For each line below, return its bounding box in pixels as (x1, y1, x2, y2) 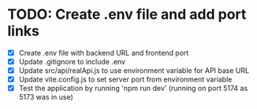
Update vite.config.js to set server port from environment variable (18, 74, 233, 84)
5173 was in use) (18, 93, 74, 102)
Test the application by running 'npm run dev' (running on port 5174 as (18, 84, 248, 93)
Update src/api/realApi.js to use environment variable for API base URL (18, 66, 250, 75)
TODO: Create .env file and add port (7, 5, 247, 24)
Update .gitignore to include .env (18, 57, 126, 66)
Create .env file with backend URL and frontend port (18, 48, 189, 57)
